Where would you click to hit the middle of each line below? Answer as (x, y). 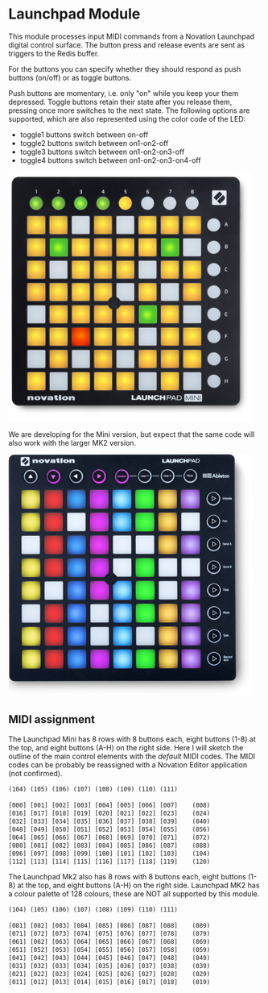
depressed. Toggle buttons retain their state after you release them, (120, 102)
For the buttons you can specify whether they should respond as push (125, 69)
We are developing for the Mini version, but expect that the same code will (132, 434)
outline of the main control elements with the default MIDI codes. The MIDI (132, 756)
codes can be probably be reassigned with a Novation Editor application (128, 764)
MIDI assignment (52, 719)
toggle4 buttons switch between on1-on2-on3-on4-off (110, 160)
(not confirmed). (35, 773)
